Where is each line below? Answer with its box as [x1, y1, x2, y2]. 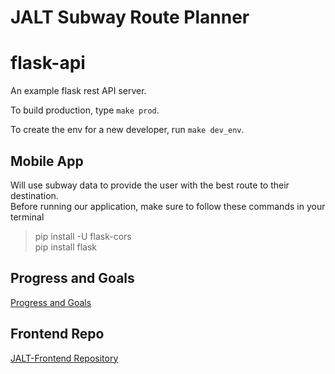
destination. [10, 189, 59, 201]
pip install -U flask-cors [34, 230, 132, 242]
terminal [10, 211, 45, 223]
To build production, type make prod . [10, 104, 160, 116]
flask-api [10, 52, 86, 75]
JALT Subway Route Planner [10, 6, 250, 29]
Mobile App [10, 152, 84, 170]
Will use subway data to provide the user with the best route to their [10, 179, 290, 191]
